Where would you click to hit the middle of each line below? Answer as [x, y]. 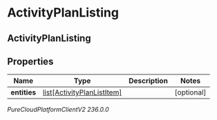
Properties [30, 61]
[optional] [190, 92]
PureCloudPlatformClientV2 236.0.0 [58, 110]
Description [148, 81]
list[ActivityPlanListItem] [82, 92]
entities [23, 92]
